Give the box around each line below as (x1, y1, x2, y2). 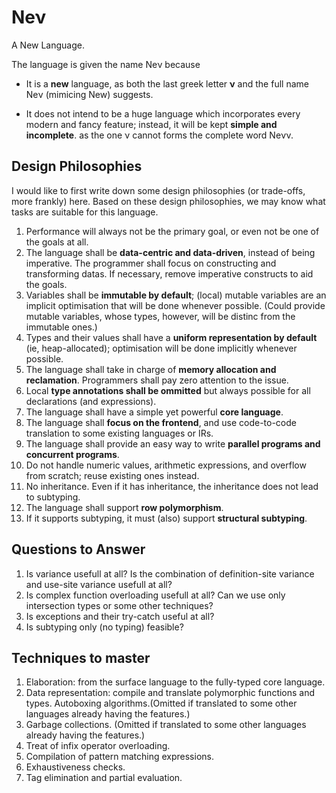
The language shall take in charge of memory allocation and (25, 363, 277, 375)
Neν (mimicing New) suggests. (25, 88, 154, 100)
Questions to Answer (11, 541, 146, 558)
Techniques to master (11, 649, 151, 666)
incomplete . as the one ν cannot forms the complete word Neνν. (25, 129, 294, 141)
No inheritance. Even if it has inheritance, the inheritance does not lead (25, 480, 319, 492)
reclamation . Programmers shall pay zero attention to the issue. (25, 374, 289, 386)
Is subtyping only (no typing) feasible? (25, 621, 184, 633)
